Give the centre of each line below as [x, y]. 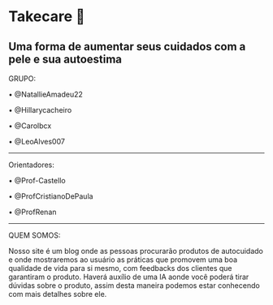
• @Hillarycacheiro [40, 110]
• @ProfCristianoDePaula [51, 196]
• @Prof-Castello [37, 180]
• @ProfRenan [32, 212]
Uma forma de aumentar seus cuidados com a [127, 47]
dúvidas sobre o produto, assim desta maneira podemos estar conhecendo [134, 286]
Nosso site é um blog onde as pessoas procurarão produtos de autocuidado [136, 251]
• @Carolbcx [30, 126]
